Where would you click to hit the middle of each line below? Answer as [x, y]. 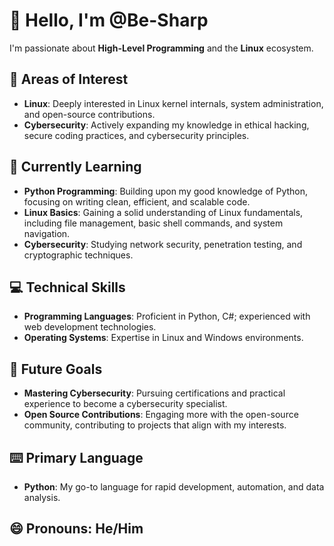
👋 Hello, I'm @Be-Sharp [109, 20]
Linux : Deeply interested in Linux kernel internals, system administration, [173, 103]
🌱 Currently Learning [75, 167]
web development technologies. [90, 327]
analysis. [42, 497]
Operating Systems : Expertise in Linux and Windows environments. [163, 338]
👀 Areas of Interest [69, 79]
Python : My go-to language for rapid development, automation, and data [174, 487]
